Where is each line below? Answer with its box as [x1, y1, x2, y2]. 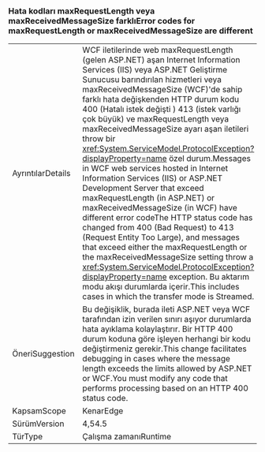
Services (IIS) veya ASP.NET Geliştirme [82, 65, 228, 76]
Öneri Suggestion [12, 349, 75, 360]
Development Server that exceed [82, 183, 204, 194]
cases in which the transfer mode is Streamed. [82, 291, 255, 302]
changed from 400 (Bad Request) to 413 [82, 222, 234, 233]
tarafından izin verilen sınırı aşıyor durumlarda [82, 314, 252, 325]
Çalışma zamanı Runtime [82, 431, 172, 443]
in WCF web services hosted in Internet [82, 163, 229, 174]
